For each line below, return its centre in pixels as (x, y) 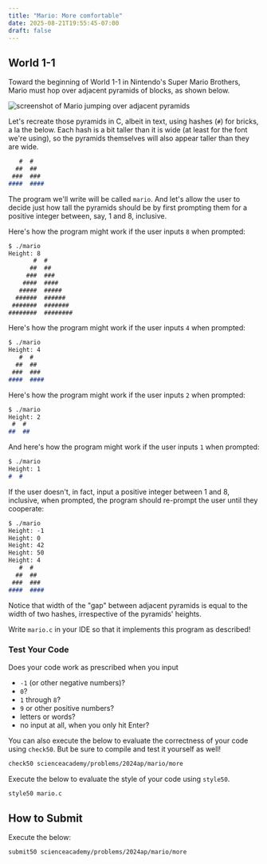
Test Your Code (39, 649)
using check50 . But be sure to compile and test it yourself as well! (115, 749)
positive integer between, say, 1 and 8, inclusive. (88, 215)
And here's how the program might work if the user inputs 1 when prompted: (134, 447)
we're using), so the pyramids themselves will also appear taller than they (129, 138)
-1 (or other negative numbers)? (73, 682)
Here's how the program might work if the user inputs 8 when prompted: (127, 231)
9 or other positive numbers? (67, 708)
